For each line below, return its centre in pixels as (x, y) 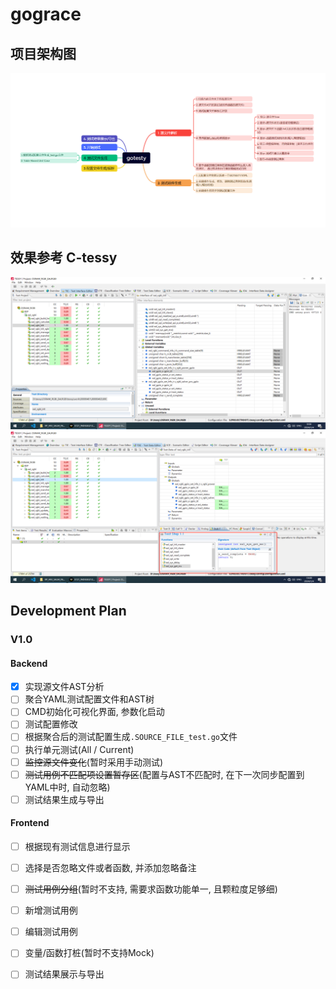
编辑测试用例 (51, 932)
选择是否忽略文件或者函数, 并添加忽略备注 (110, 868)
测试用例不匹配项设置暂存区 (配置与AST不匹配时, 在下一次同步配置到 (164, 774)
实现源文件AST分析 (64, 687)
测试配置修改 (51, 724)
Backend (29, 663)
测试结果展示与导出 (64, 974)
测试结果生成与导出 (64, 799)
